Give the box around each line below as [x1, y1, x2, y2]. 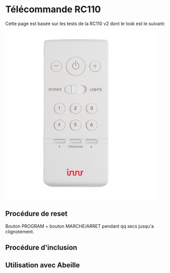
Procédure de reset [5, 210, 68, 218]
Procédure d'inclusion [5, 243, 78, 252]
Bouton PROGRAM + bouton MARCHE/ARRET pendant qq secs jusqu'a [5, 223, 154, 229]
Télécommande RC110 [5, 4, 101, 15]
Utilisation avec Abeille [5, 261, 80, 269]
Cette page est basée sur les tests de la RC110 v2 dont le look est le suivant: [5, 20, 165, 27]
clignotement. [5, 229, 34, 235]
